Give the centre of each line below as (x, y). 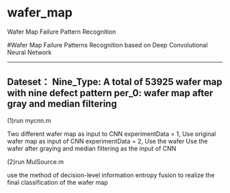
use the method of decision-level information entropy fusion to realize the (111, 175)
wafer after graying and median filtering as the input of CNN (92, 148)
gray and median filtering (62, 104)
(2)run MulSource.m (35, 161)
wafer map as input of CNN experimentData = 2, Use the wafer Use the (107, 141)
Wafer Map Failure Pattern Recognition (62, 32)
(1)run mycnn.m (29, 120)
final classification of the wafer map (57, 182)
